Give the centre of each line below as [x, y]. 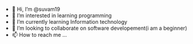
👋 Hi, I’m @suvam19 [36, 9]
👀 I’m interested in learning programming [61, 15]
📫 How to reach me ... [39, 35]
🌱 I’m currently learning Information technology [69, 22]
